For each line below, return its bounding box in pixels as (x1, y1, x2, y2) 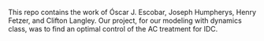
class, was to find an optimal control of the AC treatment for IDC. (8, 24, 218, 33)
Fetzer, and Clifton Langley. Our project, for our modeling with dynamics (8, 16, 242, 25)
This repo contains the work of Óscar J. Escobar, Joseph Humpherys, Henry (8, 8, 257, 17)
